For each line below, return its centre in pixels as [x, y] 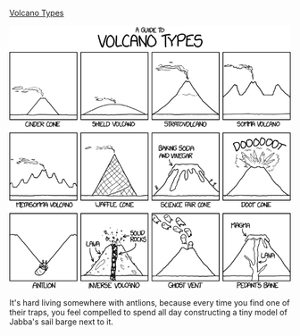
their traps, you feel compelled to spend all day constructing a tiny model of [148, 313]
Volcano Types [37, 13]
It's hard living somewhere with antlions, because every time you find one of [150, 303]
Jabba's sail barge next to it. [62, 322]
